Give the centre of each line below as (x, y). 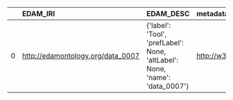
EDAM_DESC (168, 14)
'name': (159, 77)
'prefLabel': (165, 43)
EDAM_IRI (38, 14)
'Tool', (157, 34)
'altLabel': (163, 60)
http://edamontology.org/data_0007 (81, 56)
